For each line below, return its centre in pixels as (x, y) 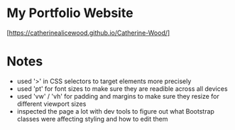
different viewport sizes (51, 104)
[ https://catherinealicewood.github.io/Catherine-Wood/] (88, 33)
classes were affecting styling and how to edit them (92, 119)
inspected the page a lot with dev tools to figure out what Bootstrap (115, 111)
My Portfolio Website (70, 13)
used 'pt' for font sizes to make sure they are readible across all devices (122, 88)
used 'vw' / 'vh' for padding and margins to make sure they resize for (118, 96)
